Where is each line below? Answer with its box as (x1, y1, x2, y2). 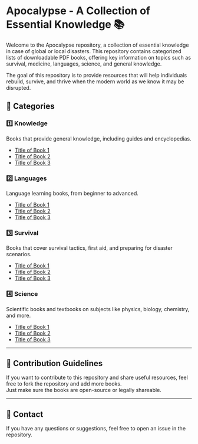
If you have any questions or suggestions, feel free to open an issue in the (6, 425, 186, 432)
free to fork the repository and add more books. (6, 380, 122, 387)
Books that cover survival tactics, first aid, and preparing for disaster (6, 244, 173, 252)
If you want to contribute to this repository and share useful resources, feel (6, 374, 189, 381)
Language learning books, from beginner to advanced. (6, 190, 138, 197)
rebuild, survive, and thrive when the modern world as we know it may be (6, 78, 184, 85)
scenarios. (6, 251, 32, 258)
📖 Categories (6, 102, 55, 112)
